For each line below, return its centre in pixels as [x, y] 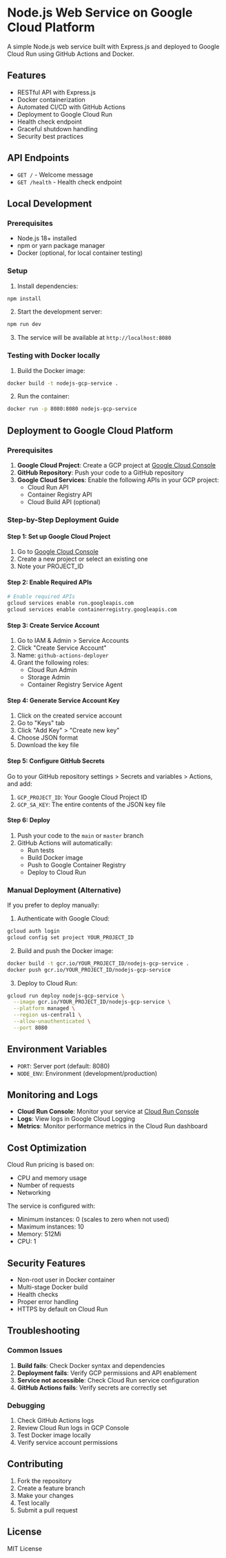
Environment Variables [57, 1049]
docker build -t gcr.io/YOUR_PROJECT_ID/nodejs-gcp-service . [98, 963]
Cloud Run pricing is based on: [51, 1164]
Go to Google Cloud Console [58, 552]
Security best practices [50, 136]
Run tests [41, 850]
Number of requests [45, 1185]
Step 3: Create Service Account [53, 625]
